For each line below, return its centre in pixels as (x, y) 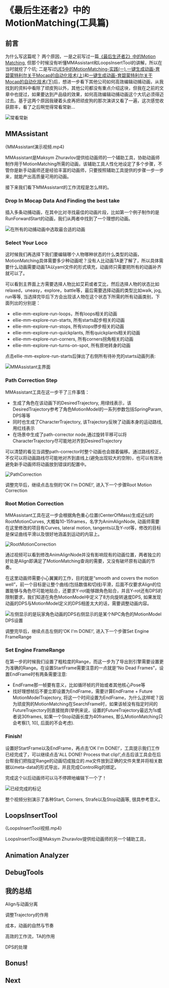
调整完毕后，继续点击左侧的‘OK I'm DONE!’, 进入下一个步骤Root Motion (78, 485)
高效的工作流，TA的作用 (30, 936)
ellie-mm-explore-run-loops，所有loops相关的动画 (65, 314)
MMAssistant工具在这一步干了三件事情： (47, 392)
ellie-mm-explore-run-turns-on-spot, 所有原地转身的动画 (71, 346)
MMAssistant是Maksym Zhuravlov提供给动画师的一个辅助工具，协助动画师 (82, 157)
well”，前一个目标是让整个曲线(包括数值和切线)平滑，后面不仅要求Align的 (81, 584)
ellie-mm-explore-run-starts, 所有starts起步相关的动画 (68, 320)
